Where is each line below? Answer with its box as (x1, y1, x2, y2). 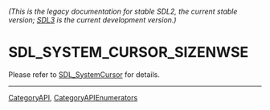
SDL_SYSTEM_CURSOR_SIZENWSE (8, 43, 249, 61)
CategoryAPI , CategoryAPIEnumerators (8, 92, 138, 102)
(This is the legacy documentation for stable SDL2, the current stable (8, 6, 238, 16)
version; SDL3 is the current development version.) (8, 14, 177, 24)
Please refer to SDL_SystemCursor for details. (8, 69, 161, 79)
